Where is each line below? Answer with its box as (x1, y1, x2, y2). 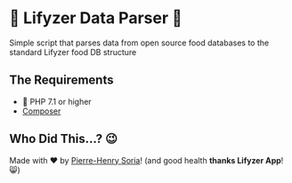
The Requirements (9, 73, 114, 88)
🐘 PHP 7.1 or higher (21, 96, 92, 107)
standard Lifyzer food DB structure (9, 46, 137, 57)
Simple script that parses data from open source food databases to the (9, 37, 270, 48)
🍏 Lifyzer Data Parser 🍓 (9, 8, 182, 28)
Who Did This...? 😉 (9, 131, 118, 147)
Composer (21, 106, 61, 116)
